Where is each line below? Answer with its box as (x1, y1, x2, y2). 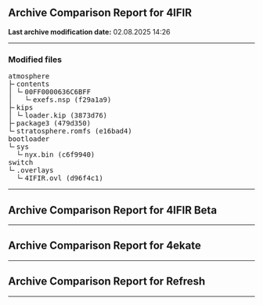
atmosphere (8, 72, 50, 81)
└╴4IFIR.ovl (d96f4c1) (16, 174, 103, 183)
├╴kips (8, 103, 34, 112)
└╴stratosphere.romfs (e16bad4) (8, 127, 132, 136)
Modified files (8, 54, 63, 65)
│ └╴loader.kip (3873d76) (8, 111, 108, 120)
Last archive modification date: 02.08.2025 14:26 (8, 27, 171, 36)
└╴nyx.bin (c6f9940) (16, 151, 95, 159)
